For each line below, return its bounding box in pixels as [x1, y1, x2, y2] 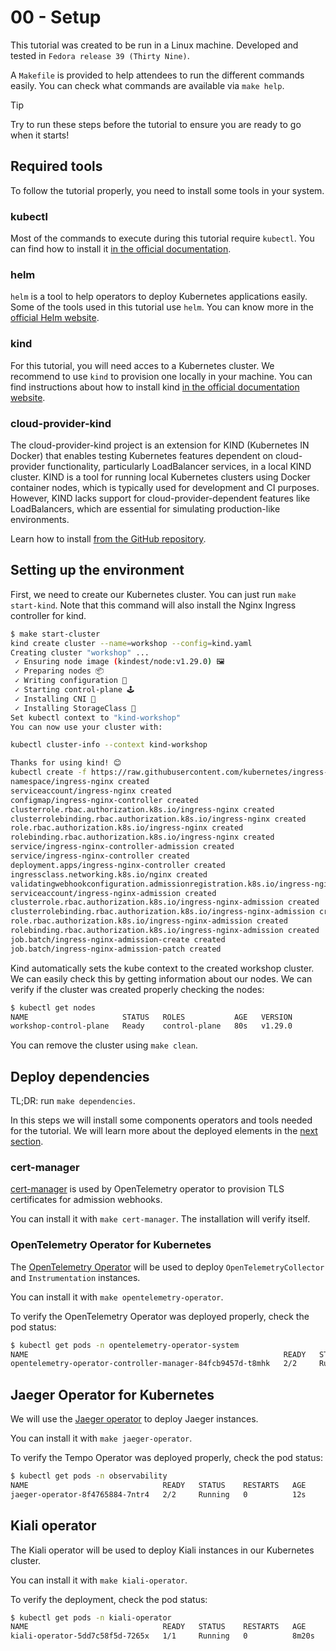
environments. [10, 513, 70, 525]
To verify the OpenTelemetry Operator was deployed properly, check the [10, 1310, 310, 1322]
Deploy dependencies [10, 1068, 150, 1085]
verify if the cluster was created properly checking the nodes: [10, 983, 265, 995]
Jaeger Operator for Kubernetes [10, 1386, 215, 1403]
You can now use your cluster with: [10, 722, 163, 732]
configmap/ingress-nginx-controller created [10, 795, 199, 805]
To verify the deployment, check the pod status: [10, 1593, 208, 1605]
